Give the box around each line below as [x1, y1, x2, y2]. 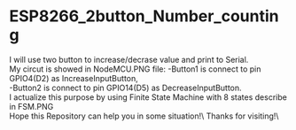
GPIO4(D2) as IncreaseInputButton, [9, 73, 139, 83]
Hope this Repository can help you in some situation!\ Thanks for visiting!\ [9, 111, 279, 121]
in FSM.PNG [9, 101, 54, 111]
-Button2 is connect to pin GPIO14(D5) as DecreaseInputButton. [9, 82, 242, 93]
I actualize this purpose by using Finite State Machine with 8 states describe [9, 91, 288, 103]
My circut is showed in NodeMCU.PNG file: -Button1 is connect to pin [9, 64, 261, 74]
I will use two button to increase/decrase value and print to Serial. [9, 54, 249, 65]
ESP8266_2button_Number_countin [9, 6, 279, 27]
